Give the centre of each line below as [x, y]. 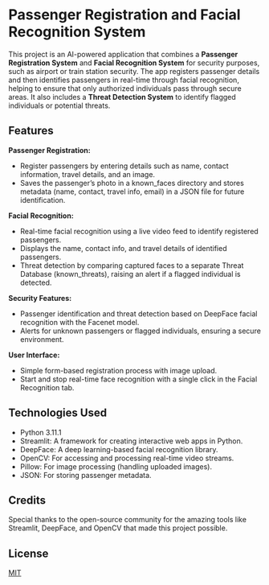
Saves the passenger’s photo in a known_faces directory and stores [132, 183]
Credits [27, 500]
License [29, 553]
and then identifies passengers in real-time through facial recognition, [124, 80]
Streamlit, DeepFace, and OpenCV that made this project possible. [118, 528]
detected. [36, 282]
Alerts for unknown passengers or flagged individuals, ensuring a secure [140, 331]
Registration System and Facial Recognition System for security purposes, [134, 63]
